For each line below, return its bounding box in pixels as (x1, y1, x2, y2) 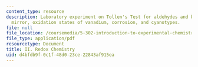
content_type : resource (6, 8, 65, 15)
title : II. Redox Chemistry (6, 47, 75, 52)
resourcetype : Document (6, 41, 65, 47)
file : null (6, 24, 33, 31)
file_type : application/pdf (6, 36, 75, 41)
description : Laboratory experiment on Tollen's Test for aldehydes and (6, 14, 189, 20)
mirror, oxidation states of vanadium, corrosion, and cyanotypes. (11, 19, 181, 25)
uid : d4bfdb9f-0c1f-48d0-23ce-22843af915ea (6, 52, 115, 58)
